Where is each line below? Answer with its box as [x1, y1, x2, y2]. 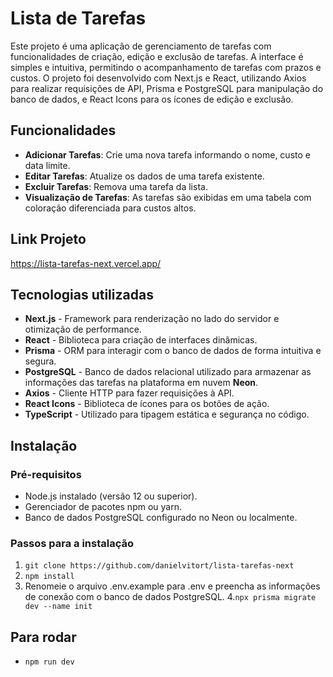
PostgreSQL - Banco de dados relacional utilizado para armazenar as [24, 366, 312, 378]
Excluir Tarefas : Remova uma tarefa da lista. [24, 180, 208, 192]
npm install [24, 572, 75, 582]
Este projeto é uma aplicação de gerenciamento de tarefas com [10, 40, 272, 52]
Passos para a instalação [10, 536, 135, 550]
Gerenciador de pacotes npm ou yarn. [24, 501, 182, 513]
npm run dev [24, 657, 75, 667]
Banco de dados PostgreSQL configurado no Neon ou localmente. [24, 512, 298, 524]
